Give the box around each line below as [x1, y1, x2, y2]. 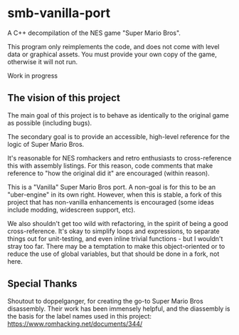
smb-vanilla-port [7, 5, 111, 21]
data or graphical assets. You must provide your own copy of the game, [7, 50, 217, 58]
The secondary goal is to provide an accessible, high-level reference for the [7, 132, 230, 140]
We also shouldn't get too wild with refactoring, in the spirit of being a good [7, 219, 229, 227]
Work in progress [7, 71, 58, 80]
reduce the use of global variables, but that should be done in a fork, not [7, 249, 220, 258]
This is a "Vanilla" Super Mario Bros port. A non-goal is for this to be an [7, 182, 216, 191]
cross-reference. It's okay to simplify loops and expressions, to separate [7, 227, 220, 235]
